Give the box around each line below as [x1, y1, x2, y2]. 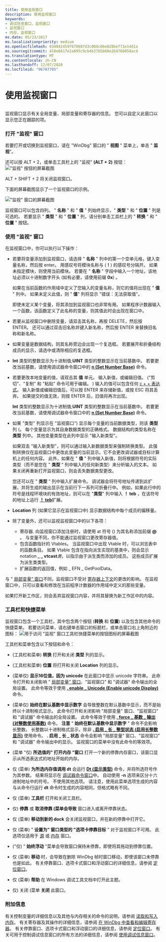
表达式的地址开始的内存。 [29, 756, 82, 762]
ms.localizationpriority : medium [5, 40, 74, 45]
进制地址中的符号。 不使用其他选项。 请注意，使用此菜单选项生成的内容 [12, 778, 158, 784]
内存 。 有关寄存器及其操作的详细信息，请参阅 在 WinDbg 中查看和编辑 [5, 919, 148, 925]
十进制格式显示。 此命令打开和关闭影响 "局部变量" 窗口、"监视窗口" [21, 708, 159, 714]
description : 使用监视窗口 [5, 12, 56, 17]
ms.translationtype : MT [5, 53, 54, 58]
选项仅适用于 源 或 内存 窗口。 [12, 833, 74, 839]
